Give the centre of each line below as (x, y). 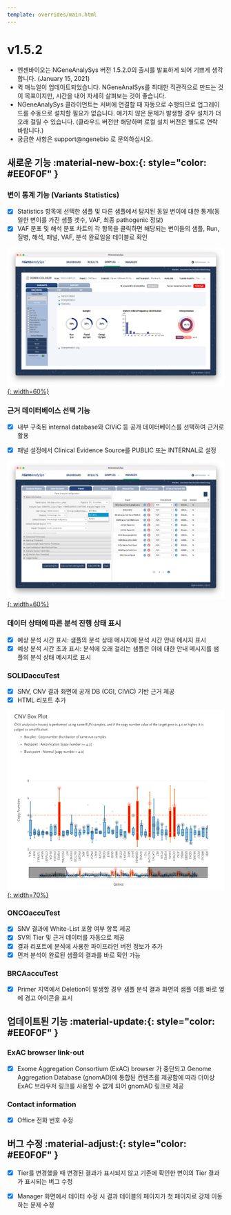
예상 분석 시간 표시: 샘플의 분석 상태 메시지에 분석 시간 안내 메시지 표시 (112, 640)
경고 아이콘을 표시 (49, 998)
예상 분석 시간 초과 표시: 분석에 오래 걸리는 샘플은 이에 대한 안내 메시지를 (114, 648)
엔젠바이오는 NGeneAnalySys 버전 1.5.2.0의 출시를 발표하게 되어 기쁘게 (113, 70)
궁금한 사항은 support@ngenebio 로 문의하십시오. (85, 139)
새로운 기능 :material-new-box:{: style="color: (107, 163)
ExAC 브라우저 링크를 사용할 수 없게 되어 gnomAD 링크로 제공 (100, 1086)
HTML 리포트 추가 (42, 700)
